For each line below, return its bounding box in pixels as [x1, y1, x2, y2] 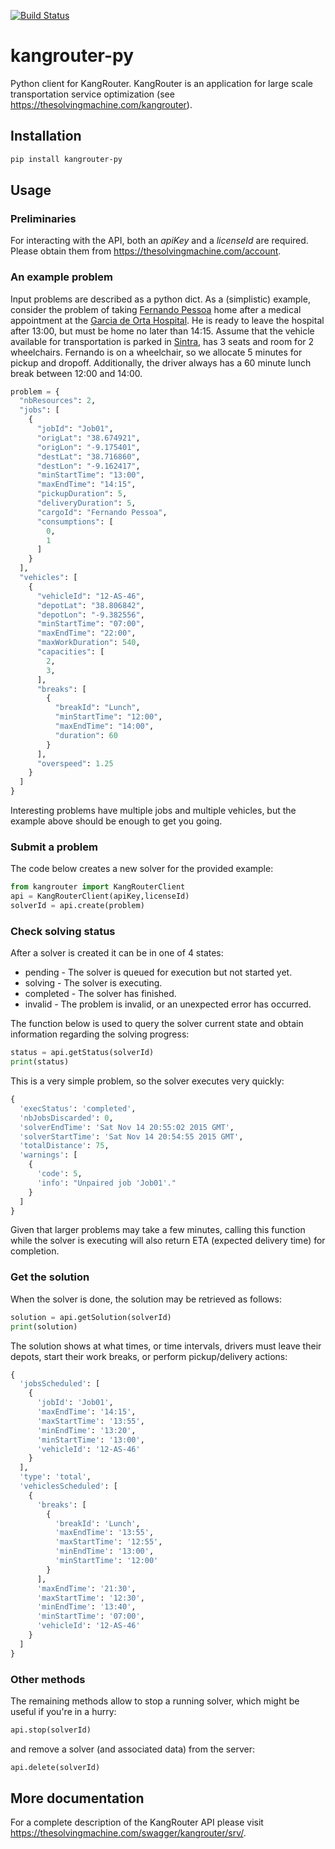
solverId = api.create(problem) [10, 901, 145, 911]
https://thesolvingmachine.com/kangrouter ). [10, 98, 193, 110]
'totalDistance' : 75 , [19, 1141, 110, 1151]
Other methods [10, 1672, 86, 1686]
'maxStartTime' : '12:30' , [36, 1593, 145, 1603]
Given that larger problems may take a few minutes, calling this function [10, 1224, 306, 1236]
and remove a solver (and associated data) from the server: [10, 1743, 255, 1755]
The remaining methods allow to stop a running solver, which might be [10, 1695, 300, 1707]
